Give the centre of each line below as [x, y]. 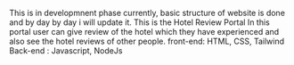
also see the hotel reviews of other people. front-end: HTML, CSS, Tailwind [147, 41]
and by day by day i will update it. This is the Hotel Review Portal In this [139, 22]
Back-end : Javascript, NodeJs [66, 51]
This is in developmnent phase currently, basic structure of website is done [147, 13]
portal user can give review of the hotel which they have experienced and [144, 32]
